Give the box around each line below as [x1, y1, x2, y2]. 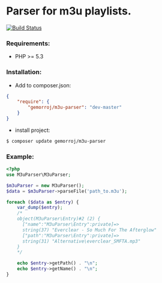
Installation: [6, 68, 42, 76]
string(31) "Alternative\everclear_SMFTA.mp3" [22, 238, 141, 244]
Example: [6, 152, 34, 161]
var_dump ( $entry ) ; [17, 205, 63, 211]
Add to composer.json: [14, 81, 71, 89]
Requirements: [6, 39, 50, 48]
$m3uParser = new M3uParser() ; [6, 182, 85, 188]
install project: [14, 126, 50, 134]
